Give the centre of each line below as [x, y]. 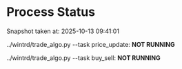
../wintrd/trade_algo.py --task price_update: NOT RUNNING [91, 44]
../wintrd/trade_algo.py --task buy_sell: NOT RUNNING [83, 58]
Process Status [51, 12]
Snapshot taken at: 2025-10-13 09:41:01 [63, 31]
